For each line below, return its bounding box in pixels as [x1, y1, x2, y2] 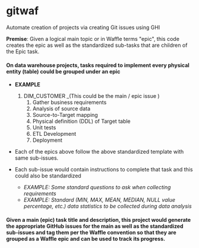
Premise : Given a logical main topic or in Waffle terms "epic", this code [6, 35, 180, 42]
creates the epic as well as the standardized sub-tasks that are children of [6, 42, 188, 49]
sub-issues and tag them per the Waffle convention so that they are [6, 228, 176, 236]
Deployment [32, 136, 62, 144]
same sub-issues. [14, 154, 59, 161]
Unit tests [32, 124, 56, 131]
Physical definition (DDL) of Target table [32, 117, 131, 125]
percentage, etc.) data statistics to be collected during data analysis [23, 203, 192, 210]
